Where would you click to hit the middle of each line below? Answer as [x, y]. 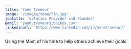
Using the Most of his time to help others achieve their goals [66, 41]
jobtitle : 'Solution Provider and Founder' [50, 18]
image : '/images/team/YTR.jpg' [37, 14]
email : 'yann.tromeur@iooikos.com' [41, 23]
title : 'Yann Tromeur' [28, 9]
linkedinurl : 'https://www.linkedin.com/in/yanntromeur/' [65, 28]
